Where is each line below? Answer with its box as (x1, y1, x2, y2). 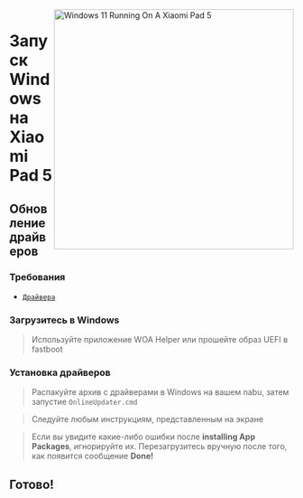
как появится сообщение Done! (31, 451, 154, 462)
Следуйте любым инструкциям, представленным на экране (31, 414, 264, 425)
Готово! (9, 476, 54, 492)
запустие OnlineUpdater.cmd (31, 397, 138, 408)
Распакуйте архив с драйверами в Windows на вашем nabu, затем (31, 387, 289, 398)
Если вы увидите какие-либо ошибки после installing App (31, 431, 255, 442)
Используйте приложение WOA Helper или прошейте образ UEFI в (31, 334, 289, 345)
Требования (9, 270, 66, 283)
